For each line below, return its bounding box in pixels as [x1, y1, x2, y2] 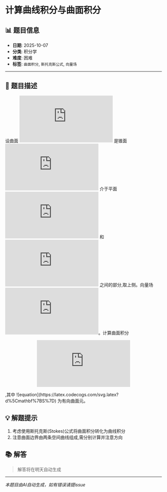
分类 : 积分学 [12, 48, 37, 54]
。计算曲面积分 [98, 330, 129, 336]
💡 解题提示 [5, 414, 38, 422]
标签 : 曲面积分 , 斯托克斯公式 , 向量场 [12, 61, 77, 67]
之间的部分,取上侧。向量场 [99, 281, 153, 287]
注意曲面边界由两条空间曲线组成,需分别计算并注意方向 [12, 434, 123, 440]
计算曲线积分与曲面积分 [5, 4, 101, 16]
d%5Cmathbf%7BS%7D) [5, 398, 57, 404]
